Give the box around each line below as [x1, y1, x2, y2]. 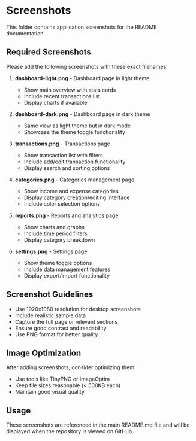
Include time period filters [23, 230, 88, 237]
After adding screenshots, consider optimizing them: [6, 364, 136, 371]
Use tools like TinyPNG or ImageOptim [14, 375, 110, 383]
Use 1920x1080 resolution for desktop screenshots [14, 305, 141, 312]
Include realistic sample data [14, 312, 86, 319]
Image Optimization [6, 348, 82, 358]
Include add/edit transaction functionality [23, 158, 126, 165]
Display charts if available [23, 99, 88, 106]
